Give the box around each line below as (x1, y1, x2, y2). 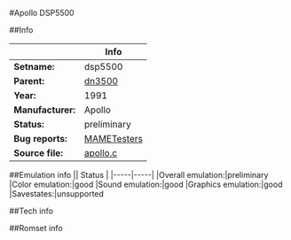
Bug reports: (13, 133, 68, 144)
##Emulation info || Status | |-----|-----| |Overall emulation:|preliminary (9, 170, 269, 180)
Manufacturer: (13, 104, 76, 116)
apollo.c (83, 147, 118, 159)
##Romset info (9, 223, 64, 233)
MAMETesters (83, 133, 144, 144)
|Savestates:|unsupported (9, 189, 105, 198)
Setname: (13, 61, 55, 73)
